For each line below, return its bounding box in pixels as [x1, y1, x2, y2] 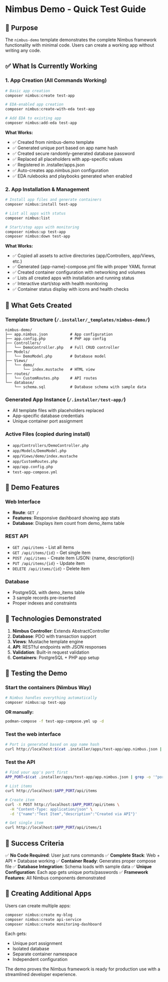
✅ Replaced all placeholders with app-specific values [12, 156, 122, 162]
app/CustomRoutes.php [12, 459, 57, 464]
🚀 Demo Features [5, 483, 60, 492]
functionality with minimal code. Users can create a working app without [5, 42, 154, 48]
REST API [5, 533, 28, 540]
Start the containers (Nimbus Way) [5, 684, 91, 691]
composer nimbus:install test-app [5, 202, 77, 207]
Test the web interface [5, 730, 61, 737]
